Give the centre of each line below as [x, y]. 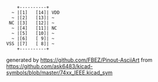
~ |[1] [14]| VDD [36, 12]
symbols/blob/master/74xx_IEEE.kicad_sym [60, 72]
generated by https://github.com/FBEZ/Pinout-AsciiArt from [80, 60]
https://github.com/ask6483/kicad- [50, 66]
